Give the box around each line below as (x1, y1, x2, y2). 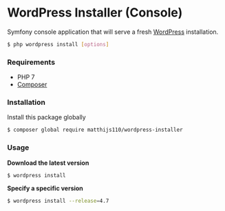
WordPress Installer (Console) (7, 5, 183, 21)
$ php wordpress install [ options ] (7, 41, 109, 48)
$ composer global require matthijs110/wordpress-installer (7, 126, 184, 134)
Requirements (7, 57, 56, 67)
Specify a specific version (7, 184, 84, 192)
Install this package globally (7, 113, 86, 121)
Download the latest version (7, 159, 89, 167)
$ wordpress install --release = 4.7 (7, 198, 109, 205)
